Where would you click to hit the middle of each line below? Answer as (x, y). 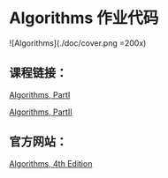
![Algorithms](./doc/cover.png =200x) (78, 43)
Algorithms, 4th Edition (51, 163)
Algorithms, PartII (41, 112)
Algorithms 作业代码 (84, 18)
